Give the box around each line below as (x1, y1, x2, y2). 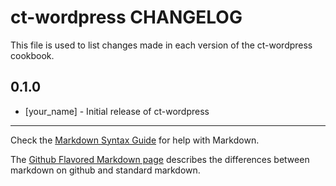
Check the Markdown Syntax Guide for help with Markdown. (10, 134, 260, 146)
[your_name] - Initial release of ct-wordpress (24, 105, 210, 117)
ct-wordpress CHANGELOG (10, 6, 243, 29)
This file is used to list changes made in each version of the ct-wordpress (10, 39, 313, 51)
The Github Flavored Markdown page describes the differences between (10, 153, 310, 165)
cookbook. (10, 49, 55, 61)
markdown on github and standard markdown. (10, 164, 201, 176)
